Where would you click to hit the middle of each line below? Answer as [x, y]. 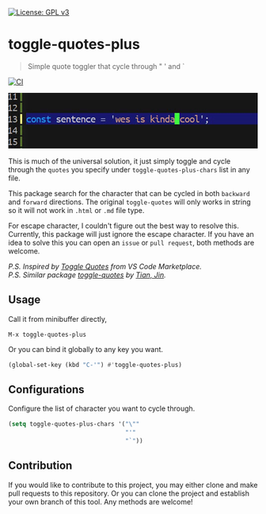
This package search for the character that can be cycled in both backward [129, 193]
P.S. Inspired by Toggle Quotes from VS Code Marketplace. [105, 266]
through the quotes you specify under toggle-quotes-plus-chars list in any [129, 169]
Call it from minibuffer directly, [57, 319]
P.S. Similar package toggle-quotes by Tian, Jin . [87, 275]
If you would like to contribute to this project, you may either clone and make [133, 485]
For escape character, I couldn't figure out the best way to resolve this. [123, 226]
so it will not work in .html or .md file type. [76, 210]
